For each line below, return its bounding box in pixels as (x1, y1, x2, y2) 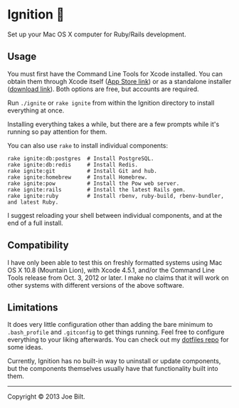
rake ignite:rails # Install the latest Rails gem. (7, 186, 186, 193)
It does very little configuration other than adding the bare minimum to (7, 320, 213, 329)
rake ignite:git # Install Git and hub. (7, 167, 158, 174)
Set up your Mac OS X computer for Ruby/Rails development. (7, 30, 186, 38)
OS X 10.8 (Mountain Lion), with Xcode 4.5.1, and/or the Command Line (7, 266, 215, 274)
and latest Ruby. (7, 199, 59, 206)
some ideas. (7, 343, 43, 352)
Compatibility (7, 239, 69, 251)
